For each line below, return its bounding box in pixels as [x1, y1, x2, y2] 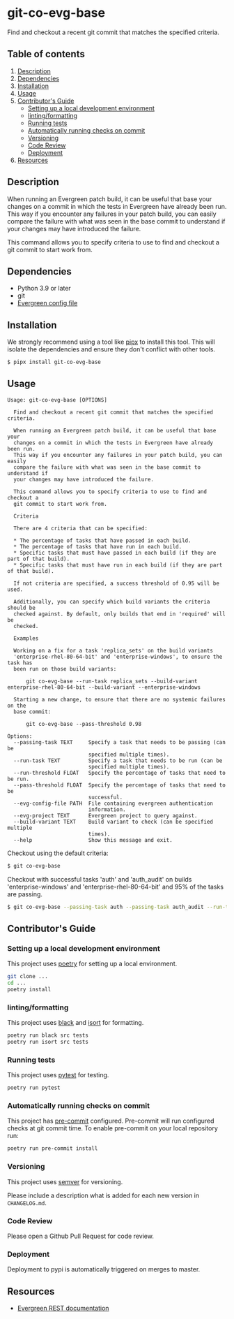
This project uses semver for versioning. [7, 1177, 123, 1186]
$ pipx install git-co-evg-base [7, 358, 101, 366]
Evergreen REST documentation [17, 1304, 109, 1313]
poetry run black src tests [7, 1032, 89, 1039]
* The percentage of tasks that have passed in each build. [13, 537, 192, 544]
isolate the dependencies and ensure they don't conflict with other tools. [7, 345, 216, 354]
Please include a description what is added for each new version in [7, 1191, 200, 1200]
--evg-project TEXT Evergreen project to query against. [13, 812, 198, 819]
